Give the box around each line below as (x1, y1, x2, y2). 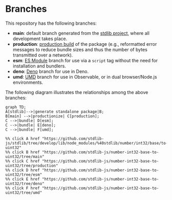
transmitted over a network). (12, 52, 73, 58)
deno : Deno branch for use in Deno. (12, 68, 89, 75)
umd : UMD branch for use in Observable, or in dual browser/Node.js (12, 74, 157, 80)
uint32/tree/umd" (5, 190, 42, 195)
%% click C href (5, 158, 40, 163)
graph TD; (5, 104, 27, 110)
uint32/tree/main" (5, 154, 45, 159)
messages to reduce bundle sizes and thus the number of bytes (12, 46, 147, 52)
